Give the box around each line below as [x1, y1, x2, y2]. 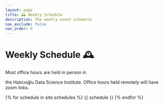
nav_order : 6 [5, 26, 33, 31]
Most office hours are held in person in [5, 69, 86, 76]
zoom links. [5, 85, 29, 91]
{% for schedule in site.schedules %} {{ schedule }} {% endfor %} [5, 94, 144, 100]
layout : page [5, 7, 33, 13]
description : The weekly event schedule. [5, 17, 94, 22]
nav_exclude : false [5, 21, 47, 27]
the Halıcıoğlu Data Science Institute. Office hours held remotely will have [5, 79, 159, 85]
